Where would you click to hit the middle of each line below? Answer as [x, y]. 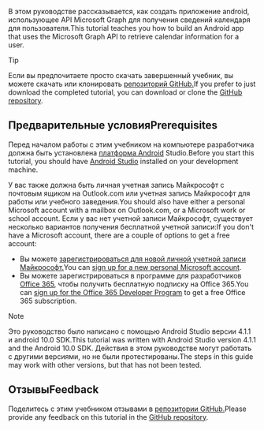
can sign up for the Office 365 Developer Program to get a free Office [132, 292]
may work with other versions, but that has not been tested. [105, 365]
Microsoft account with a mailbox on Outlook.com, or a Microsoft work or [127, 210]
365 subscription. [48, 301]
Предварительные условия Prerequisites [113, 125]
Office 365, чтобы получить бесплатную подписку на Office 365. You [134, 284]
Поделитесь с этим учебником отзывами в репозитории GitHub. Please [127, 409]
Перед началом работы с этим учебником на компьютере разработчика [131, 144]
